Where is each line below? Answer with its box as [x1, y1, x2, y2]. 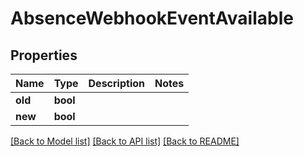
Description [88, 77, 145, 90]
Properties [10, 47, 78, 64]
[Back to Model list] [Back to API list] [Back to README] [10, 135, 240, 147]
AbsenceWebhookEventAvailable [10, 7, 294, 30]
